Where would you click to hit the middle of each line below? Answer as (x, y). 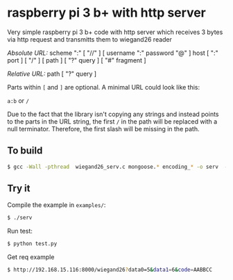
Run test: (20, 231)
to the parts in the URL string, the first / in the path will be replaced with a (112, 121)
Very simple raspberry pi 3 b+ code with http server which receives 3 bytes (115, 32)
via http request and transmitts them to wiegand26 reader (89, 39)
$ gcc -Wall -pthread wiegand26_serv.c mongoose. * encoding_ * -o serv (113, 167)
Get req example (31, 257)
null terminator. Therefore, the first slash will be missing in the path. (103, 129)
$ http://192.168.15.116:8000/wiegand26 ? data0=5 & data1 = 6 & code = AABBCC (110, 270)
